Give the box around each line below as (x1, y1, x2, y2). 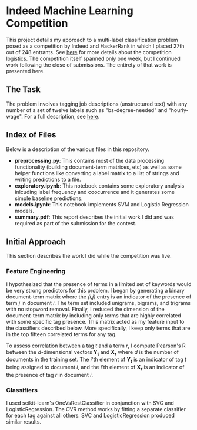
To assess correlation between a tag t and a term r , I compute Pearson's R (6, 342, 186, 349)
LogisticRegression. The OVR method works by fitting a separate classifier (6, 406, 186, 413)
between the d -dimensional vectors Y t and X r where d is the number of (6, 348, 179, 357)
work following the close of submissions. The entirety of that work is (6, 61, 172, 68)
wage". (6, 113, 24, 120)
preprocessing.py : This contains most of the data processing (14, 157, 165, 164)
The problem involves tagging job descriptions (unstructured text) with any (6, 100, 188, 107)
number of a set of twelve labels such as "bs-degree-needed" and (6, 106, 168, 113)
